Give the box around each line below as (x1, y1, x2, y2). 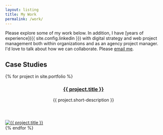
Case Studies (5, 60, 47, 68)
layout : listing (5, 7, 39, 12)
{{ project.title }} (63, 86, 104, 93)
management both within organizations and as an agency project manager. (5, 41, 159, 47)
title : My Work (5, 12, 37, 17)
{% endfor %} (5, 125, 34, 131)
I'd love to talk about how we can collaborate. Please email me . (5, 46, 134, 52)
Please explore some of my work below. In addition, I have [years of (5, 30, 144, 36)
